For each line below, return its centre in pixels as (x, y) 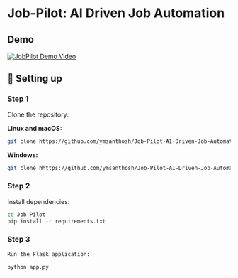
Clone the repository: (38, 114)
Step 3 (19, 240)
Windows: (23, 155)
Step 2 (19, 186)
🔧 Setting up (35, 79)
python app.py (28, 267)
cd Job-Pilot (27, 215)
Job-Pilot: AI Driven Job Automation (116, 13)
